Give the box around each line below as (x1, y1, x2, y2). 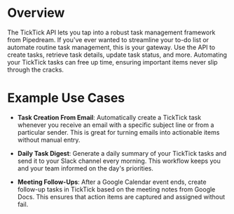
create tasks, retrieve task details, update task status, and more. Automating (7, 51, 228, 59)
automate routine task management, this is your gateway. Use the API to (7, 43, 216, 51)
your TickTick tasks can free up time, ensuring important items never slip (7, 58, 219, 66)
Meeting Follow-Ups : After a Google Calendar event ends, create (17, 178, 207, 186)
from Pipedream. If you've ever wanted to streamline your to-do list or (7, 35, 209, 44)
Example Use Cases (7, 90, 125, 106)
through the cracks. (7, 65, 64, 74)
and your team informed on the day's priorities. (17, 163, 154, 173)
